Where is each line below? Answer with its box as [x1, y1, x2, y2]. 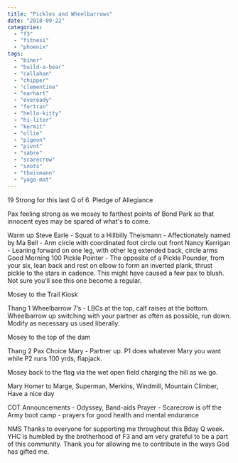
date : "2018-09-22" [7, 17, 65, 24]
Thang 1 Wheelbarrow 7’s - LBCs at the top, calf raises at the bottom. [7, 303, 210, 312]
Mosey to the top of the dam [7, 333, 91, 341]
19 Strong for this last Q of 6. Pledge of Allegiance [7, 195, 153, 204]
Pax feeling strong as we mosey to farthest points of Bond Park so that [7, 209, 215, 218]
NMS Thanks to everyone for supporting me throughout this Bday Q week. [7, 425, 225, 433]
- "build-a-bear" [13, 63, 65, 71]
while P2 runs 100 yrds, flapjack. [7, 354, 103, 363]
